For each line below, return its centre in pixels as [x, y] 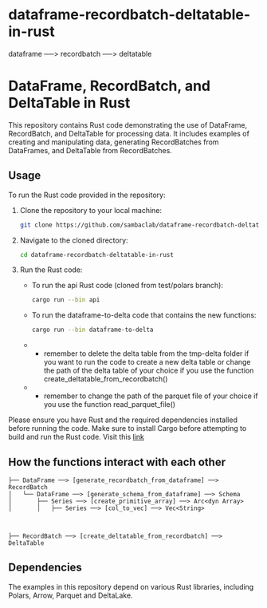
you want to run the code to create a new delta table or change [147, 362]
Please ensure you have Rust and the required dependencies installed [123, 420]
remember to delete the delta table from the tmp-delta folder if [146, 353]
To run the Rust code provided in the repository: [87, 195]
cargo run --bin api [66, 300]
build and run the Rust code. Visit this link [77, 437]
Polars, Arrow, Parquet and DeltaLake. [71, 595]
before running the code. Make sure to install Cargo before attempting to [128, 428]
